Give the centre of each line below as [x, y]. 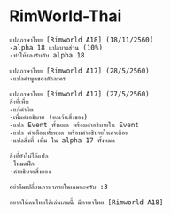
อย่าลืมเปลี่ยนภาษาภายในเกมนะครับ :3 [58, 187]
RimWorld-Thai [66, 16]
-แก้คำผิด [21, 109]
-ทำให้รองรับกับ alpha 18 [47, 55]
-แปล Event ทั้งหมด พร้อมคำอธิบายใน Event [74, 125]
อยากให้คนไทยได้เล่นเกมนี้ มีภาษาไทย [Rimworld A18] [86, 202]
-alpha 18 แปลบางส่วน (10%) [56, 47]
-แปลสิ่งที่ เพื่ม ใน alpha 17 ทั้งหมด [62, 140]
